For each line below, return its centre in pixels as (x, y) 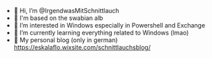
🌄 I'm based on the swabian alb (58, 18)
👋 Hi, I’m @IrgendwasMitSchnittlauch (66, 11)
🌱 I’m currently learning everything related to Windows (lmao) (101, 32)
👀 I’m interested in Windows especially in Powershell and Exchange (109, 25)
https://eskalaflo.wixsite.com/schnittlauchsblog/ (82, 47)
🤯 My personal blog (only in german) (66, 40)
